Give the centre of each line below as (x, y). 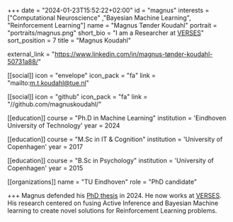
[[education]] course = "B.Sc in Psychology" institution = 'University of (110, 160)
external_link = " (31, 54)
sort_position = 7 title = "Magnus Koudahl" (69, 40)
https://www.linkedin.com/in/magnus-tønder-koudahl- (133, 54)
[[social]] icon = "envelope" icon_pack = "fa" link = (82, 75)
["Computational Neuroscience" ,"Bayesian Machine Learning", (99, 18)
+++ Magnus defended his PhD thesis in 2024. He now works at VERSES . (114, 195)
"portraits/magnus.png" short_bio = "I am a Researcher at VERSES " (106, 33)
